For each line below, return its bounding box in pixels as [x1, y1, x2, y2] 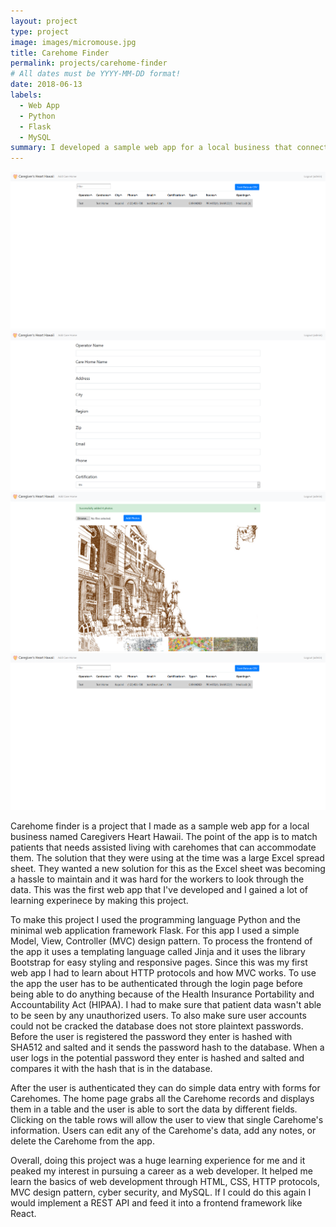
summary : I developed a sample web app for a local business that [10, 143, 293, 153]
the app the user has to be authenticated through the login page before [10, 978, 303, 990]
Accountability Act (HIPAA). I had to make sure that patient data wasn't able [10, 999, 322, 1011]
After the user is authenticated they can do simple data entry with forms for [10, 1082, 321, 1094]
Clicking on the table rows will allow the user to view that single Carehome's [10, 1114, 324, 1126]
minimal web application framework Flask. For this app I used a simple [10, 925, 300, 937]
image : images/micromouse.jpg [10, 37, 137, 47]
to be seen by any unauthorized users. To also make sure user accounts [10, 1010, 307, 1022]
